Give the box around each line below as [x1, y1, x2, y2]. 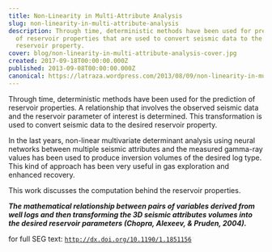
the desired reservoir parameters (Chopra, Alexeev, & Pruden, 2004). [8, 218, 247, 228]
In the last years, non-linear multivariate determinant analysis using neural [8, 135, 256, 145]
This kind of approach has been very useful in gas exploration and [8, 161, 229, 170]
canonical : [8, 72, 45, 80]
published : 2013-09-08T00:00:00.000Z [8, 65, 136, 73]
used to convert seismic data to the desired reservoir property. [8, 120, 218, 129]
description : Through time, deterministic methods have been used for [8, 27, 252, 35]
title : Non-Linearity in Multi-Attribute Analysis [8, 11, 183, 20]
